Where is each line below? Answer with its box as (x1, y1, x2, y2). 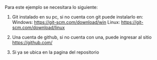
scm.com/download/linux (12, 24, 65, 30)
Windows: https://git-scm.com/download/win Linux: (12, 19, 120, 25)
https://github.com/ (12, 39, 53, 45)
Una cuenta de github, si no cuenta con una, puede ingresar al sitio (12, 34, 152, 40)
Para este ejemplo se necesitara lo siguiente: (5, 4, 98, 10)
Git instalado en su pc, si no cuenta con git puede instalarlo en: (12, 14, 143, 19)
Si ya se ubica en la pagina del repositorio (12, 49, 99, 55)
